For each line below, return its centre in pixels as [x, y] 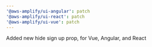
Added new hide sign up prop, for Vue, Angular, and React [76, 38]
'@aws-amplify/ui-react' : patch [45, 17]
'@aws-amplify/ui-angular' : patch [48, 11]
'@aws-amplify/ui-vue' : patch [43, 22]
